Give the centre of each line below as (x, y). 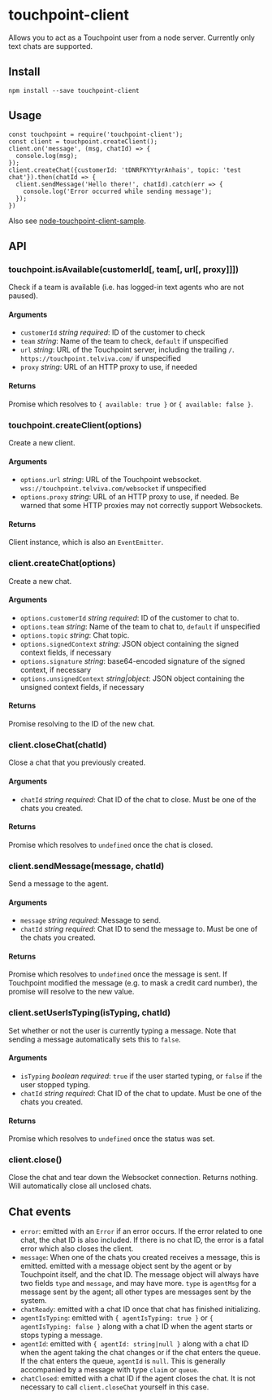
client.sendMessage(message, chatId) (86, 866)
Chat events (40, 1211)
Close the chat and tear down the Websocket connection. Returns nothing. (133, 1178)
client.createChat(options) (62, 564)
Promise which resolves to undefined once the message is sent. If (118, 974)
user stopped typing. (55, 1084)
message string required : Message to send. (90, 920)
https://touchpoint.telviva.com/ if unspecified (100, 358)
